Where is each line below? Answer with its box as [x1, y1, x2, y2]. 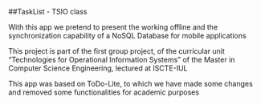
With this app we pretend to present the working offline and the [8, 22, 218, 31]
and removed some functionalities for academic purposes [8, 87, 199, 97]
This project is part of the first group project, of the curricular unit [8, 46, 225, 55]
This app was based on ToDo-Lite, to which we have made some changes [8, 79, 253, 88]
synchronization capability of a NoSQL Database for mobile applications [8, 31, 247, 40]
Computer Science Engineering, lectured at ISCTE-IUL [8, 63, 188, 73]
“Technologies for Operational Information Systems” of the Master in [8, 55, 235, 64]
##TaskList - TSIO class [8, 7, 88, 16]
